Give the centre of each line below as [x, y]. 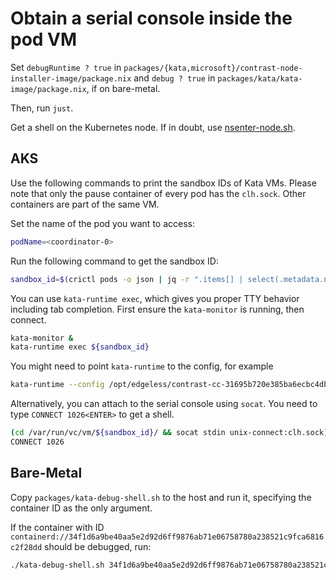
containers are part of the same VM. [85, 204]
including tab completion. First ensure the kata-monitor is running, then [157, 309]
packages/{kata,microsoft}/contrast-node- [213, 68]
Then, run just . [42, 108]
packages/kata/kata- [260, 78]
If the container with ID [57, 527]
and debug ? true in [174, 78]
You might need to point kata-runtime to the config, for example [142, 366]
